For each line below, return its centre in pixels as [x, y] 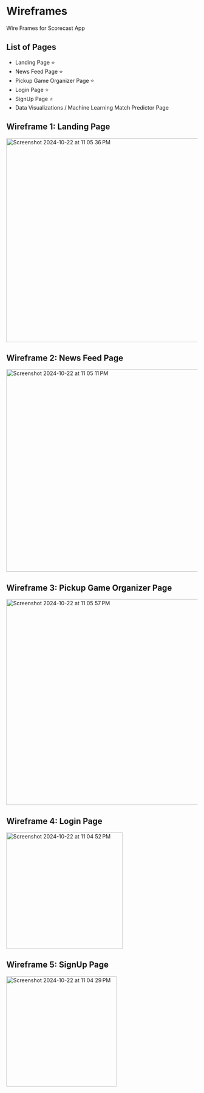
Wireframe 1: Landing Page [58, 127]
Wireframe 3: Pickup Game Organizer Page [89, 588]
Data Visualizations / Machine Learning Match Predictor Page [92, 107]
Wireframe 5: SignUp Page [58, 965]
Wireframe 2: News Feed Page [65, 358]
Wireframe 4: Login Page [54, 821]
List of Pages [31, 47]
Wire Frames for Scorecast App [46, 28]
